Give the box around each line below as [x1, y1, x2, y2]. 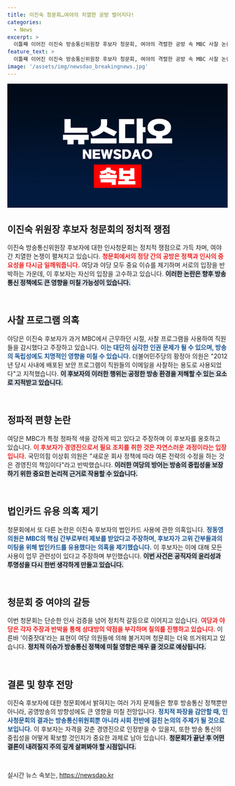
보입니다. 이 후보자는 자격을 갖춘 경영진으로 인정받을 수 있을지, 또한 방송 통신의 [7, 725, 222, 733]
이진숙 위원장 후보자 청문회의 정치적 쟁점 [7, 223, 171, 235]
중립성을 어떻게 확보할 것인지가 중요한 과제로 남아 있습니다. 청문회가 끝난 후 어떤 [7, 733, 225, 743]
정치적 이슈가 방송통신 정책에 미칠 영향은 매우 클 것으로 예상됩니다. [27, 642, 206, 651]
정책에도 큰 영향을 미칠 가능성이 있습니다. [20, 278, 131, 287]
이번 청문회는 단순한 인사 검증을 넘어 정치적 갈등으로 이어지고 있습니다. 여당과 [7, 616, 218, 625]
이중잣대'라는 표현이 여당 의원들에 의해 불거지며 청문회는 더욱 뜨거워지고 [22, 634, 218, 642]
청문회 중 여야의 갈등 [7, 596, 90, 608]
